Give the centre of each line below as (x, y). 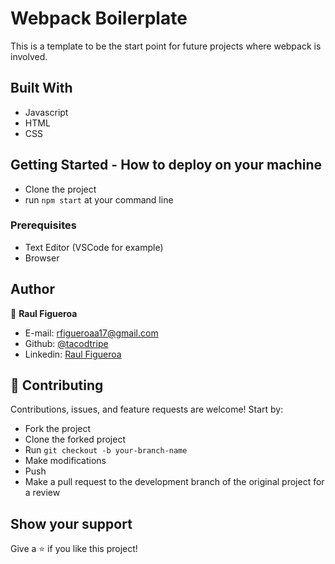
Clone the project (60, 189)
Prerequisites (43, 225)
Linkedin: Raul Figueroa (73, 354)
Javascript (46, 112)
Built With (41, 88)
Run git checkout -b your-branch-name (106, 450)
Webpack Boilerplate (99, 18)
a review (42, 493)
